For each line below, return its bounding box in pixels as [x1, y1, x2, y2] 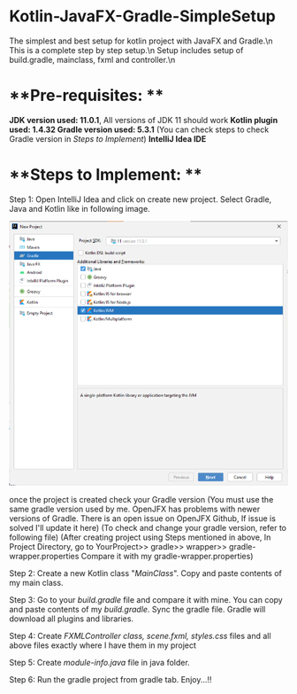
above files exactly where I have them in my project [9, 640, 197, 651]
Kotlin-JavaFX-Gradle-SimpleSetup [9, 6, 277, 27]
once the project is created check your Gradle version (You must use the [9, 494, 274, 504]
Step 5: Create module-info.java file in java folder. [9, 657, 190, 667]
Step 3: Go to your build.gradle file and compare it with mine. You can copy [9, 594, 283, 604]
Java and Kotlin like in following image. [9, 203, 150, 214]
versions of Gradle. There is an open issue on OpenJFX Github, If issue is [9, 512, 277, 524]
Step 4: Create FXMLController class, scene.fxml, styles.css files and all [9, 630, 271, 641]
